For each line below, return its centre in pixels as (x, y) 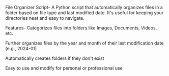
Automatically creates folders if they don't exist (55, 58)
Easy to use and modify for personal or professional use (64, 68)
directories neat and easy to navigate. (45, 18)
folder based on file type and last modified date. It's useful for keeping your (84, 13)
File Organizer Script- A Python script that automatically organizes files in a (84, 7)
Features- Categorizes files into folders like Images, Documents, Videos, (81, 28)
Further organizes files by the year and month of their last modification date (84, 43)
